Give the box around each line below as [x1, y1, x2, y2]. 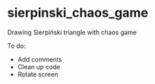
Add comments [17, 55, 62, 64]
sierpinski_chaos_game [7, 5, 149, 21]
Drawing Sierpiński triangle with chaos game [7, 28, 137, 36]
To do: [7, 41, 26, 50]
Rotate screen [17, 70, 58, 78]
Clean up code [17, 62, 61, 71]
